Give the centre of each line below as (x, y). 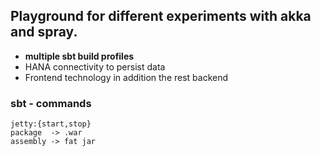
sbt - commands (51, 103)
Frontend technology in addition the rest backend (126, 77)
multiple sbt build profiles (79, 56)
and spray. (44, 32)
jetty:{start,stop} (51, 124)
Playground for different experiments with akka (161, 16)
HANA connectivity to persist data (95, 66)
